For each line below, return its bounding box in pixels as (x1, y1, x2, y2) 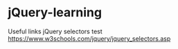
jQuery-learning (8, 5, 103, 20)
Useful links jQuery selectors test (8, 27, 103, 35)
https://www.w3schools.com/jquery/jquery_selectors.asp (8, 34, 171, 42)
